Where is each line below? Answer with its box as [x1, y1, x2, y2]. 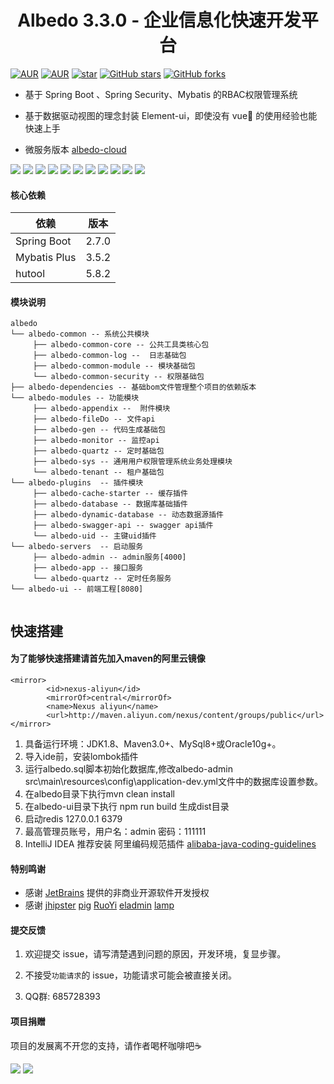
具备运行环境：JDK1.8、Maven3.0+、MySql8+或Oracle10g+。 [24, 737, 282, 750]
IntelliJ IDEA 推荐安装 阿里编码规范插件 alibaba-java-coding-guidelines [24, 837, 317, 850]
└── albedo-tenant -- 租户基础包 [32, 467, 165, 478]
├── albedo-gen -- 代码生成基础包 [32, 425, 166, 435]
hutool [15, 267, 46, 281]
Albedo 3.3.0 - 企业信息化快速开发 [17, 9, 302, 32]
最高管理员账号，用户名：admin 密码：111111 [24, 825, 207, 837]
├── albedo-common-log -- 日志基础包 [32, 351, 187, 361]
